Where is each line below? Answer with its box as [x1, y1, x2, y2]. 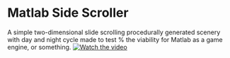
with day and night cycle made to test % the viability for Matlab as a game [7, 35, 223, 43]
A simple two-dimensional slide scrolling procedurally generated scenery [7, 28, 221, 36]
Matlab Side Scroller [7, 5, 129, 21]
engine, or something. [7, 43, 71, 51]
